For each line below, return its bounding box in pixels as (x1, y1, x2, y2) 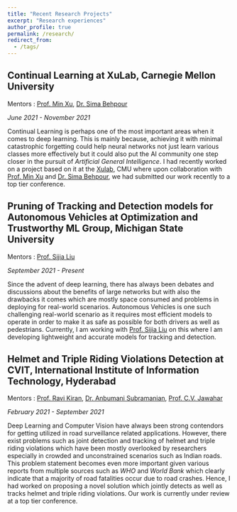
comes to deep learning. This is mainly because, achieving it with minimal (7, 134, 223, 143)
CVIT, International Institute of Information (7, 364, 200, 377)
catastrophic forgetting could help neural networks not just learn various (7, 142, 219, 150)
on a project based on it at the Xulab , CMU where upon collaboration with (7, 165, 222, 173)
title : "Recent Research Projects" (7, 10, 113, 18)
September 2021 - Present (7, 266, 84, 274)
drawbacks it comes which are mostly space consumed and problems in (7, 295, 219, 304)
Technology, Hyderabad (7, 375, 116, 387)
